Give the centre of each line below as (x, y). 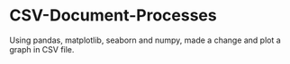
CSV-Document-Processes (113, 16)
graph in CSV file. (42, 49)
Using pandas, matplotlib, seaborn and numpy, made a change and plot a (145, 40)
